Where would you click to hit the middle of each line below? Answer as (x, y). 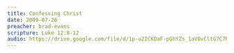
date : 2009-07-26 (32, 20)
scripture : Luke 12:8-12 (43, 33)
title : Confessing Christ (45, 13)
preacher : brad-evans (39, 26)
